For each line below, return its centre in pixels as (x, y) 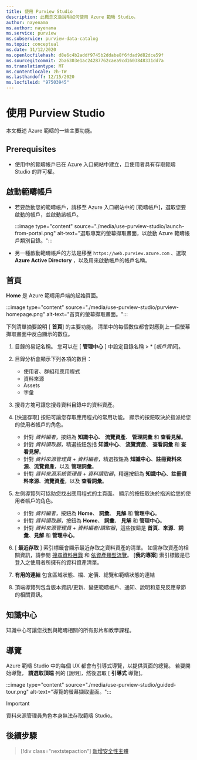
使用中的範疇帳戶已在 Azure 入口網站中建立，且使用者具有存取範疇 (95, 164)
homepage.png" (26, 314)
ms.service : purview (31, 33)
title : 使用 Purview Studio (40, 11)
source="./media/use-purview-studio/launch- (129, 226)
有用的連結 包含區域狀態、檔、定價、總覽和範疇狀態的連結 (85, 575)
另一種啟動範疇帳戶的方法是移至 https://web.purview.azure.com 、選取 (100, 253)
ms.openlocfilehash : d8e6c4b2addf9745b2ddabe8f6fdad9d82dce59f (85, 55)
